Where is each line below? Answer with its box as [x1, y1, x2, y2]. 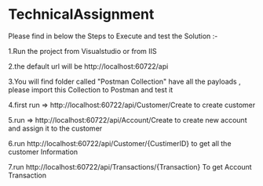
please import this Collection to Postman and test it [8, 84, 174, 95]
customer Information [8, 147, 79, 156]
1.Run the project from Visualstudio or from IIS [8, 46, 157, 55]
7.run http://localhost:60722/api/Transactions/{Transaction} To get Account [8, 162, 253, 171]
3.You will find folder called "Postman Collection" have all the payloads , [8, 77, 241, 86]
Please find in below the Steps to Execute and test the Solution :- [8, 31, 218, 41]
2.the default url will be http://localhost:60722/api [8, 61, 169, 71]
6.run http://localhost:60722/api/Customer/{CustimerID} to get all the [8, 138, 232, 148]
